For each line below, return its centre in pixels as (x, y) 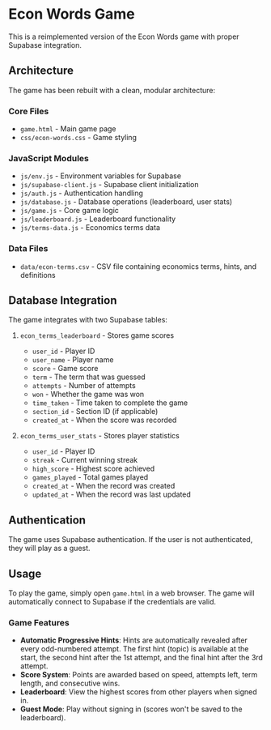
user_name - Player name (73, 360)
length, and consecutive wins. (70, 683)
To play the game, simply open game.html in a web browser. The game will (131, 593)
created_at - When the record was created (104, 486)
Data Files (28, 249)
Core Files (29, 111)
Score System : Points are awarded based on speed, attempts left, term (139, 675)
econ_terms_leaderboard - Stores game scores (97, 335)
